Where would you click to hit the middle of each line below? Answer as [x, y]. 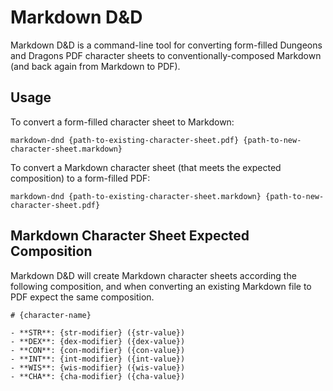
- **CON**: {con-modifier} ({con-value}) [98, 350]
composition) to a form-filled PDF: [80, 178]
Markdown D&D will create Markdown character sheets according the [153, 275]
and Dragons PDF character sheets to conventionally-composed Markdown [166, 55]
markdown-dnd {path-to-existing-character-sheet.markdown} [136, 196]
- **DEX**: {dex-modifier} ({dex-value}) [98, 341]
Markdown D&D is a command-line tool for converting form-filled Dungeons [166, 45]
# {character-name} [51, 315]
